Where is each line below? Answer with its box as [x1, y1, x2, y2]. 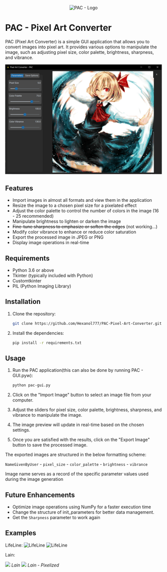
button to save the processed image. [12, 442, 88, 448]
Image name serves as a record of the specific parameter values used [5, 471, 149, 477]
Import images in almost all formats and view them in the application [12, 197, 153, 203]
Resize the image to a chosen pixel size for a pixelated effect [12, 202, 137, 209]
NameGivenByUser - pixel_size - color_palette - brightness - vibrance [5, 461, 148, 467]
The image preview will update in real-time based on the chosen [12, 422, 144, 428]
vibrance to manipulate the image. [12, 412, 83, 418]
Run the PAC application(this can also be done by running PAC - [12, 367, 143, 373]
